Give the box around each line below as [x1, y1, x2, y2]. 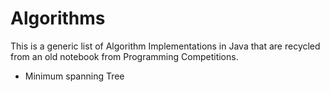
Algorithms [10, 7, 106, 30]
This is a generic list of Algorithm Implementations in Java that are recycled [10, 40, 321, 52]
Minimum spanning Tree [24, 70, 125, 82]
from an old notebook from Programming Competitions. [10, 50, 239, 62]
